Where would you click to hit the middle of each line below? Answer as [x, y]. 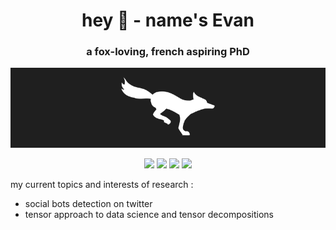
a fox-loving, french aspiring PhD [168, 52]
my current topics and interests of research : [102, 184]
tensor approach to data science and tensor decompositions [149, 214]
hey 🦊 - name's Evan [168, 20]
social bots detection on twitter [88, 203]
